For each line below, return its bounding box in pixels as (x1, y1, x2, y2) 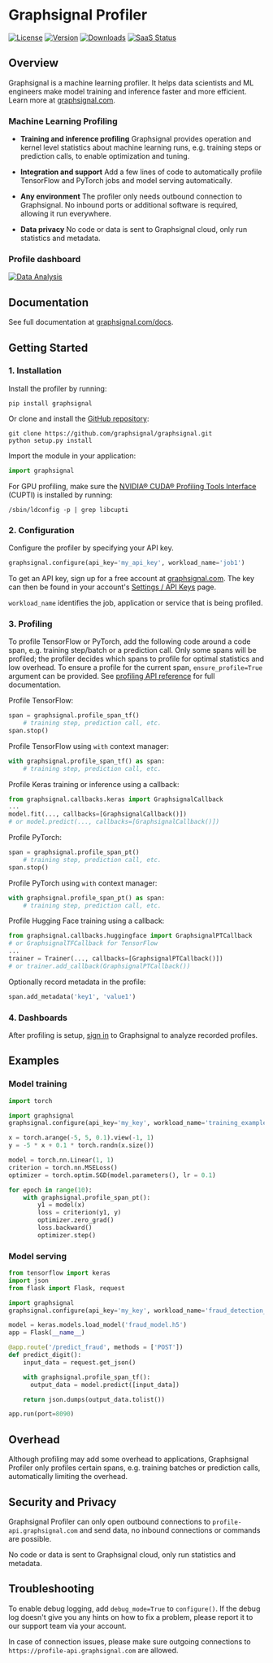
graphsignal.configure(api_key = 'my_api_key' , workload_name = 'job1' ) (8, 559, 245, 567)
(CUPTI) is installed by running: (8, 490, 113, 500)
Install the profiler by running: (8, 383, 107, 393)
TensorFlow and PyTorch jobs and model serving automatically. (19, 176, 233, 186)
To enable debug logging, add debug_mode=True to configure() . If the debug (8, 1604, 261, 1613)
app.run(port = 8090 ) (8, 1410, 75, 1418)
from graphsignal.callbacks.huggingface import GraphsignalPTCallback (8, 932, 253, 940)
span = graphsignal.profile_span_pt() (8, 848, 140, 856)
